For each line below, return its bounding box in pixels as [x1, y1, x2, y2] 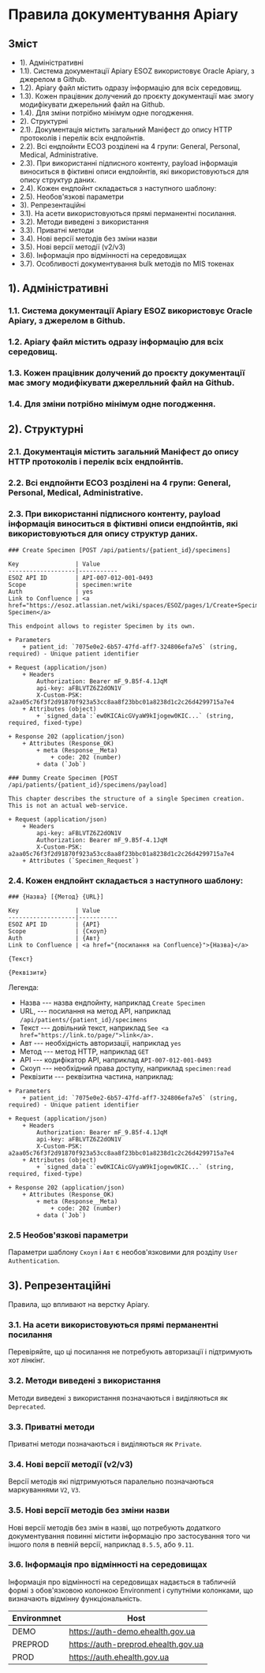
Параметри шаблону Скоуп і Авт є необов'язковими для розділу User [8, 1248, 238, 1257]
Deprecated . [8, 1402, 46, 1411]
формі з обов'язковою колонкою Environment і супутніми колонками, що [8, 1585, 254, 1595]
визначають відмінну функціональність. [8, 1593, 142, 1603]
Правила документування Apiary [8, 6, 239, 24]
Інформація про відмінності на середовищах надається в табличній [8, 1577, 237, 1586]
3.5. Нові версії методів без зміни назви [8, 1505, 170, 1516]
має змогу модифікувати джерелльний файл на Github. [8, 377, 235, 388]
